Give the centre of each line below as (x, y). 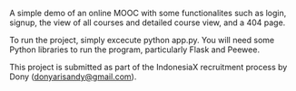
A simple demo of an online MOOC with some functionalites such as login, (148, 13)
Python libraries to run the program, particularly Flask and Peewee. (135, 50)
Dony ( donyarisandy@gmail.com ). (73, 77)
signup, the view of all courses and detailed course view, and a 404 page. (148, 23)
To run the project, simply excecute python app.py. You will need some (142, 40)
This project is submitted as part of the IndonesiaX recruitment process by (148, 67)
